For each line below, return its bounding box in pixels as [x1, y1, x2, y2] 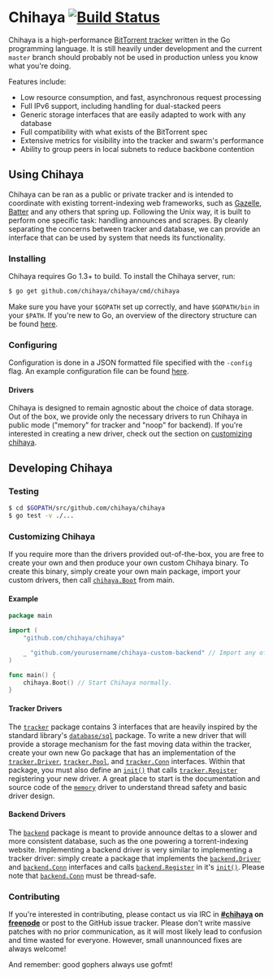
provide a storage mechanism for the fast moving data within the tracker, [8, 739, 252, 749]
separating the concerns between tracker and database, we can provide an [8, 224, 261, 233]
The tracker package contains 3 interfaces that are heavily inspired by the [8, 722, 258, 732]
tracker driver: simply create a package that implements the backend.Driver [8, 853, 262, 863]
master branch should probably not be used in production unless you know [8, 52, 258, 62]
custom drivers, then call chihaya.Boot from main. [8, 575, 175, 585]
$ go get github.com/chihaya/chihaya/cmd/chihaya [8, 287, 180, 296]
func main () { [8, 671, 57, 679]
